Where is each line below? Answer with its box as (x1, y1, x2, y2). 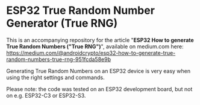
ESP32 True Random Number (6, 4, 155, 17)
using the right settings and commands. (6, 74, 105, 81)
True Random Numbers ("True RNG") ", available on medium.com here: (6, 43, 184, 50)
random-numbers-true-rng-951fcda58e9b (6, 56, 111, 63)
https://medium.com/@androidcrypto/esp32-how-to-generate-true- (6, 49, 176, 56)
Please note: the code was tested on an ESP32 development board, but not (6, 85, 193, 92)
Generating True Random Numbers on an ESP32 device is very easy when (6, 67, 191, 74)
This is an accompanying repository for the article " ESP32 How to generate (6, 36, 194, 43)
